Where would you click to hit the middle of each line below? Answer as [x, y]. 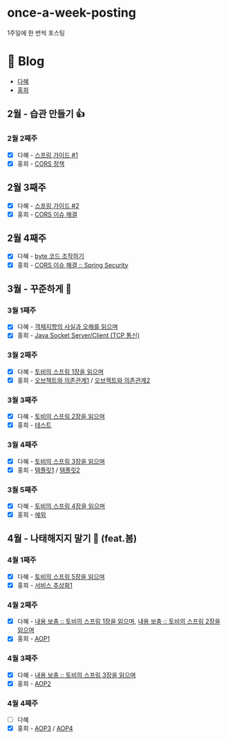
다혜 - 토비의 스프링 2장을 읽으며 [61, 417]
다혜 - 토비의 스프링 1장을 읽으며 [60, 372]
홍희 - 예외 [31, 515]
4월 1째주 [22, 560]
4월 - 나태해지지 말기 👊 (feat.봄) [72, 539]
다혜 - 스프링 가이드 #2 [48, 205]
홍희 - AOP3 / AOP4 [45, 729]
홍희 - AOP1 [34, 638]
